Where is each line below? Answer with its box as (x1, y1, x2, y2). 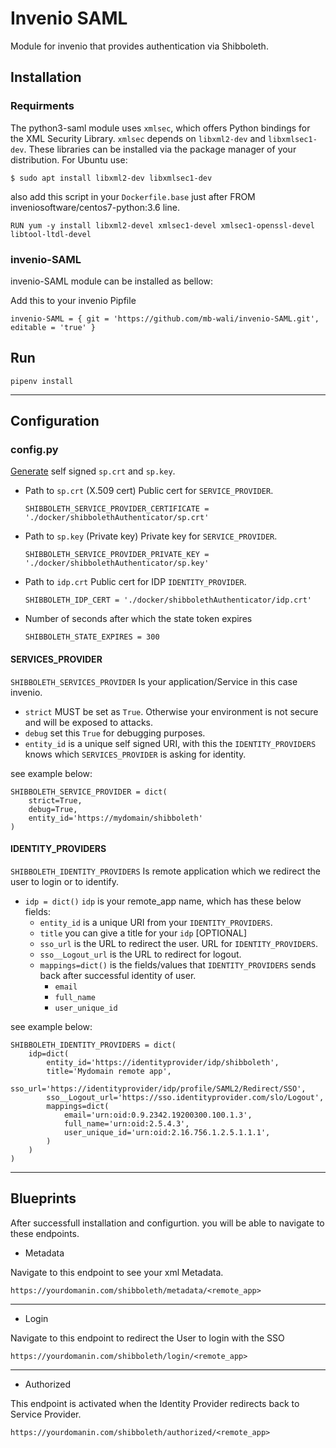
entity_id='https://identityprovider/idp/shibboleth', (46, 1057, 280, 1067)
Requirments (10, 99, 75, 113)
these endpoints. (10, 1227, 80, 1239)
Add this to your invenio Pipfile (10, 294, 137, 306)
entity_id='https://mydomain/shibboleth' (28, 813, 203, 823)
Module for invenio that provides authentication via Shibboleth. (10, 40, 269, 52)
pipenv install (10, 376, 74, 386)
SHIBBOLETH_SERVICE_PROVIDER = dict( (10, 787, 168, 797)
